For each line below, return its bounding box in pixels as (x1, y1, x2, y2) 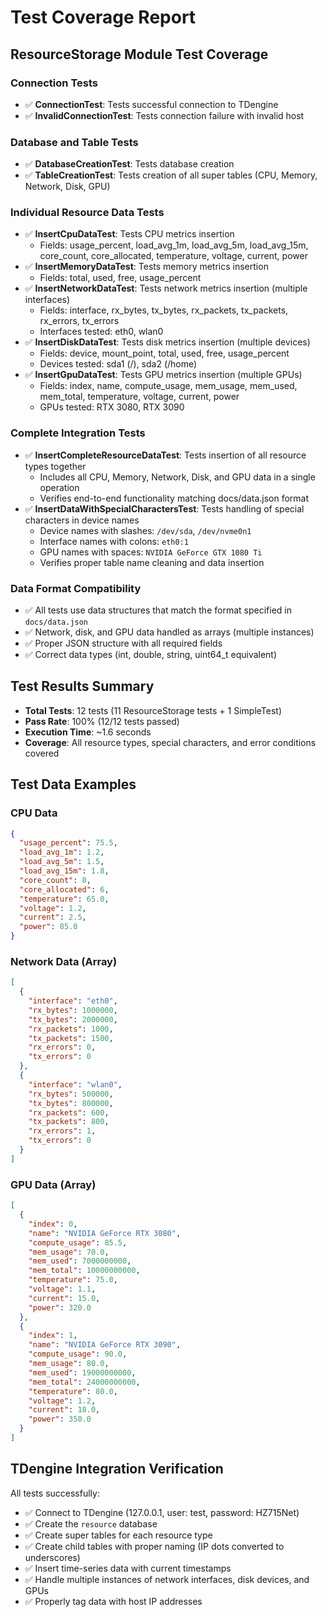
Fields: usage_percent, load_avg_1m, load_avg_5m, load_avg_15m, (39, 239, 309, 251)
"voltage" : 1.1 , (28, 1284, 97, 1295)
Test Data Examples (10, 776, 137, 793)
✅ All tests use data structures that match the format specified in (24, 604, 292, 616)
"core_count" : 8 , (19, 875, 92, 885)
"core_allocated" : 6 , (19, 884, 110, 895)
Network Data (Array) (10, 954, 118, 968)
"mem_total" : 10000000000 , (28, 1266, 141, 1276)
